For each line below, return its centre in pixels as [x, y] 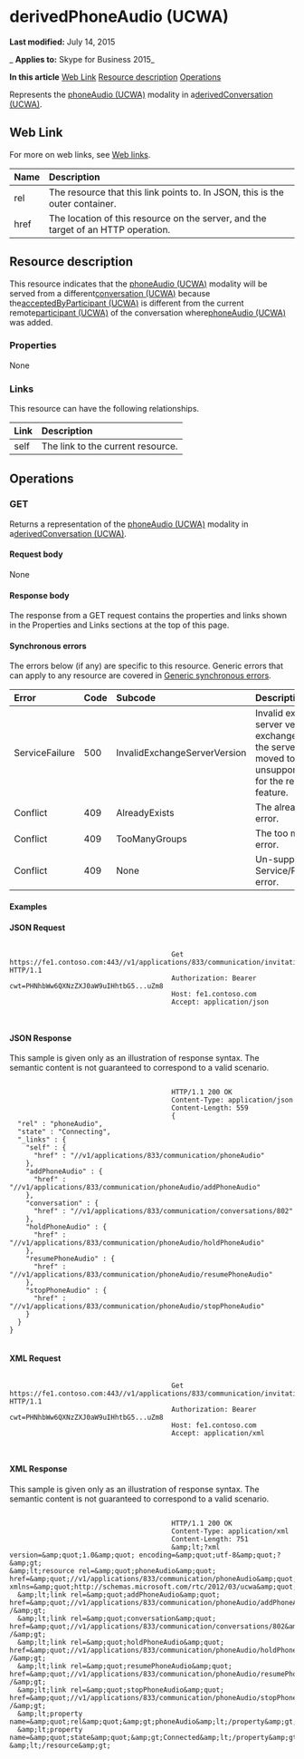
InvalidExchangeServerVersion [181, 753]
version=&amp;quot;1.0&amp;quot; [72, 1555]
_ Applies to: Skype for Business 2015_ [82, 59]
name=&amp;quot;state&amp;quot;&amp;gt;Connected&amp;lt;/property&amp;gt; [155, 1737]
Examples [28, 907]
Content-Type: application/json [233, 1100]
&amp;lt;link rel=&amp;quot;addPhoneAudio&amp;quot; [119, 1594]
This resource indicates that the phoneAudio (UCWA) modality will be [138, 284]
